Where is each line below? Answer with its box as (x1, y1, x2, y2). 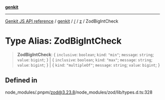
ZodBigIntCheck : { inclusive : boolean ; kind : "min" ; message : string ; (17, 51, 154, 57)
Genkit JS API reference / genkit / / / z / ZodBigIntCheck (5, 18, 119, 24)
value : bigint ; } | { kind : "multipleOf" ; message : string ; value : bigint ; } (17, 62, 160, 68)
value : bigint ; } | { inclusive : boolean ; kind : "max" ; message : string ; (17, 56, 153, 63)
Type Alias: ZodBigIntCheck (5, 35, 122, 47)
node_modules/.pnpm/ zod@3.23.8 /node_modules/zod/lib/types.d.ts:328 (5, 89, 153, 95)
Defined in (5, 76, 38, 85)
